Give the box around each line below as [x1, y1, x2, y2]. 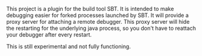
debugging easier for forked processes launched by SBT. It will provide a [6, 12, 189, 19]
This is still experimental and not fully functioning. [6, 43, 131, 50]
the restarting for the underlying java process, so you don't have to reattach [6, 24, 197, 32]
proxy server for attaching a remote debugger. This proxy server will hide [6, 18, 190, 25]
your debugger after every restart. [6, 31, 92, 38]
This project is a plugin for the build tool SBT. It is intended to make [6, 5, 175, 12]
